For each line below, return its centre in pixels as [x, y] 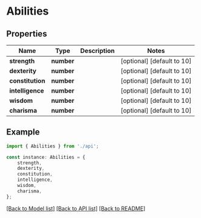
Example [23, 132]
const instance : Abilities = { [46, 157]
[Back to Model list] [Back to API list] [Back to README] [76, 208]
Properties [27, 34]
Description [97, 51]
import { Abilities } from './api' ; [53, 146]
